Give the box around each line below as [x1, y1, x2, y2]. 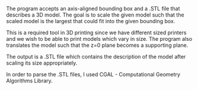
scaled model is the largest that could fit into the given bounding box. [6, 18, 175, 24]
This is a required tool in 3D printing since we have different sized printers [6, 29, 187, 36]
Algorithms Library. [6, 77, 53, 84]
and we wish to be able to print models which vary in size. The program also [6, 36, 193, 42]
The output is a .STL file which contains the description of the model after [6, 53, 186, 60]
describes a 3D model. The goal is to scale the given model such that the [6, 11, 185, 18]
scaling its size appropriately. [6, 59, 78, 66]
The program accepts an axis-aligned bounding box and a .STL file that [6, 5, 180, 12]
